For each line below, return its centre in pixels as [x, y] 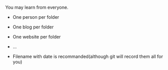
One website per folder [37, 37]
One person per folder [36, 17]
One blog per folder [33, 27]
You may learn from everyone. [37, 7]
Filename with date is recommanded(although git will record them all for [88, 56]
